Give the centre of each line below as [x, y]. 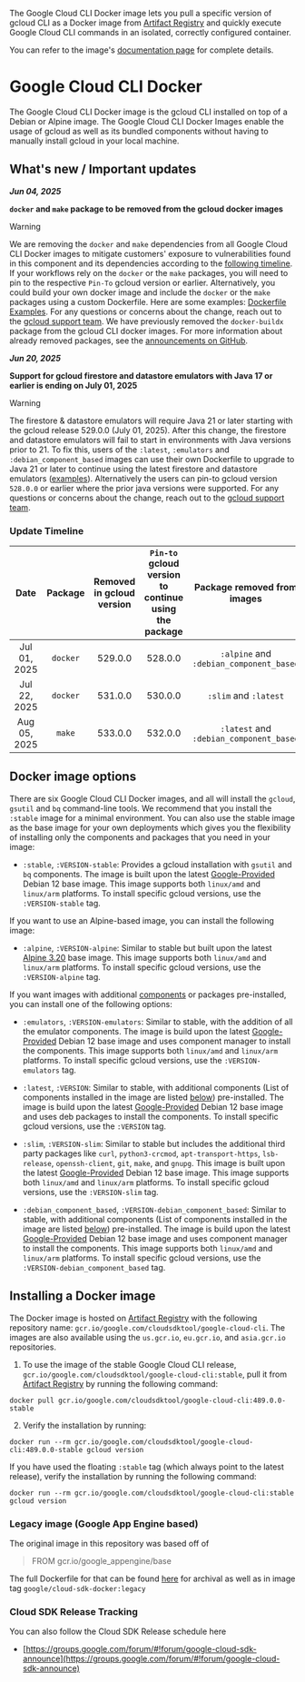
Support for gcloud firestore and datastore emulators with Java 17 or [141, 375]
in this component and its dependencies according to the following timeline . [151, 263]
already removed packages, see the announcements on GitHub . [128, 341]
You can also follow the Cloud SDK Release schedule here [118, 1632]
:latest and [246, 728]
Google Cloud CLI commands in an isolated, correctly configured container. [151, 32]
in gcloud [115, 593]
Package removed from [246, 588]
